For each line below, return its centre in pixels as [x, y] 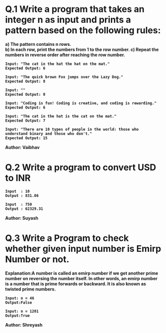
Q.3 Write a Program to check [67, 238]
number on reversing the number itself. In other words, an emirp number [81, 278]
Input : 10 [17, 191]
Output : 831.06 [22, 195]
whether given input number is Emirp [83, 249]
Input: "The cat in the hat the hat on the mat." [58, 64]
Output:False [19, 303]
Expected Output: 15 [27, 138]
